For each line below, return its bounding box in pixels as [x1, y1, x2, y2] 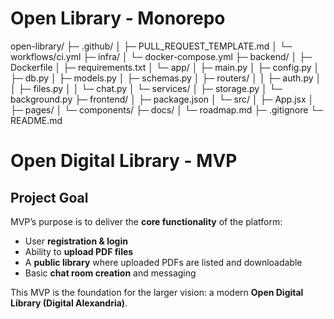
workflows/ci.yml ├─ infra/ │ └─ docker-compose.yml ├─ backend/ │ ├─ [10, 50, 313, 62]
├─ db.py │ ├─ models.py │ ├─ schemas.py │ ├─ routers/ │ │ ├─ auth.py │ [10, 72, 322, 84]
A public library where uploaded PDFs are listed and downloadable [24, 256, 303, 268]
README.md [10, 114, 63, 126]
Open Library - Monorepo [10, 7, 226, 30]
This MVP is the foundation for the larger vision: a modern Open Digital [10, 286, 304, 298]
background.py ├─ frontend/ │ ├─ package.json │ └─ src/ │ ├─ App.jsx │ [10, 93, 315, 105]
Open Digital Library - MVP [10, 150, 238, 172]
